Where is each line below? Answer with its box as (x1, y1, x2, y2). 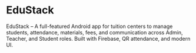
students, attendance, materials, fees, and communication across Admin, (6, 29, 184, 36)
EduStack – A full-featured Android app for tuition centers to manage (6, 23, 173, 30)
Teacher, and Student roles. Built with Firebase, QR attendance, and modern (6, 35, 191, 42)
